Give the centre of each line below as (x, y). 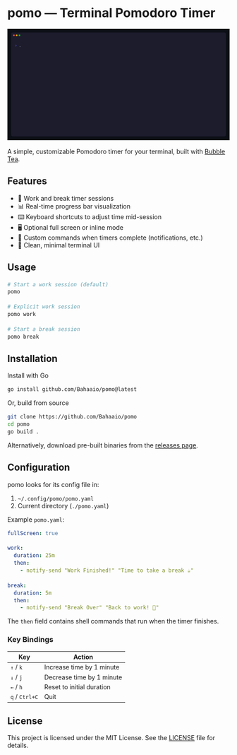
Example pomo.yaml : (36, 519)
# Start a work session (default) (58, 284)
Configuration (39, 468)
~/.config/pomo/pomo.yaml (55, 499)
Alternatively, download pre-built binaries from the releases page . (103, 445)
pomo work (22, 315)
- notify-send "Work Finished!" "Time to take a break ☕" (107, 570)
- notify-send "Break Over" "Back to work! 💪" (90, 608)
